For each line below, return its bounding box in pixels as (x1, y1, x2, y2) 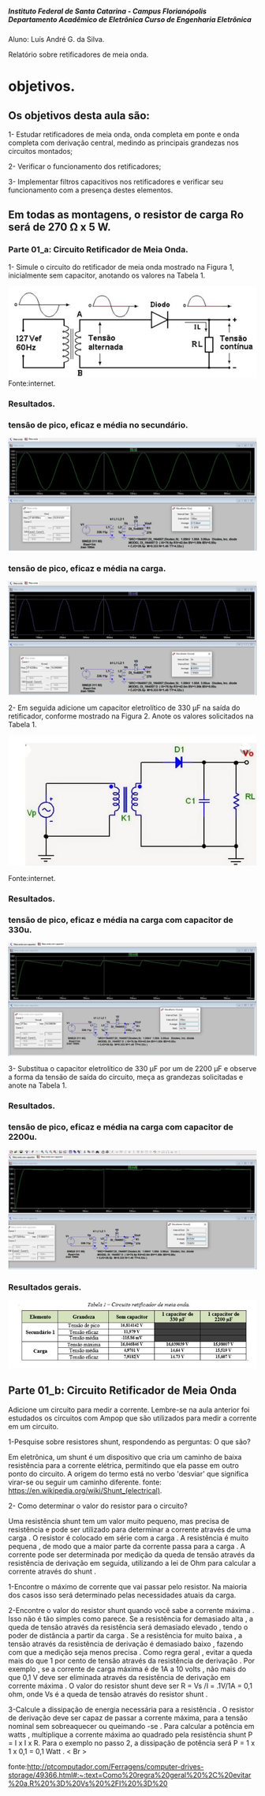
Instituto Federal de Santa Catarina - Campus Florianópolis (8, 6, 207, 16)
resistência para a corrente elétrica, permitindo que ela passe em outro (8, 1460, 239, 1470)
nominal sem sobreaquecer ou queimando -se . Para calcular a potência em (8, 1721, 255, 1731)
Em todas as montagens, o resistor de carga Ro (8, 208, 244, 222)
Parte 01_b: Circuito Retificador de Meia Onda (8, 1384, 237, 1398)
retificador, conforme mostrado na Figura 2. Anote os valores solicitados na (8, 711, 254, 721)
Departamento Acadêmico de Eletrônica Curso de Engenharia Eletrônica (8, 14, 252, 24)
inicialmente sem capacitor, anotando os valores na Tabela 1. (8, 271, 206, 280)
